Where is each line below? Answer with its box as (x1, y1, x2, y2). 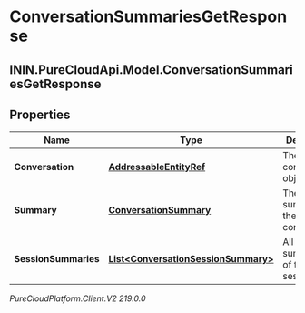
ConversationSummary (108, 204, 212, 217)
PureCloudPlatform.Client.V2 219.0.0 (9, 293, 147, 304)
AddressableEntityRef (108, 161, 206, 174)
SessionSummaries (14, 253, 100, 266)
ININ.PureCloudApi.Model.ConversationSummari (9, 62, 293, 77)
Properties (9, 106, 71, 122)
